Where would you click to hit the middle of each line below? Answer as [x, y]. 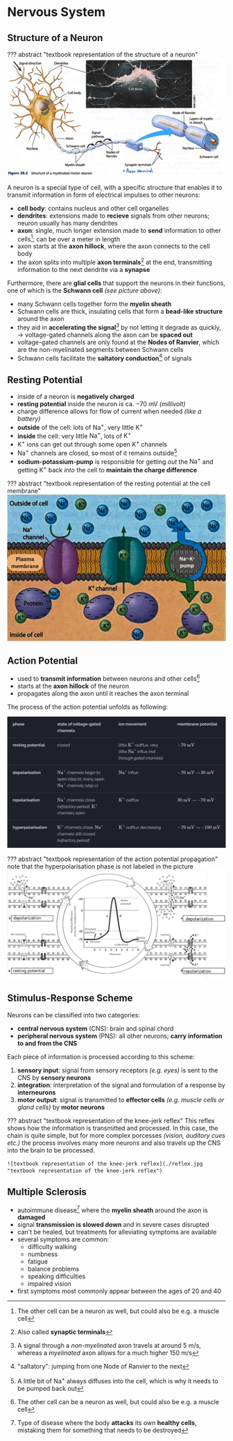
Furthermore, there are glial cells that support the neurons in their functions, [116, 283]
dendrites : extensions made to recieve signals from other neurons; [113, 216]
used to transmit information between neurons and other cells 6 [109, 678]
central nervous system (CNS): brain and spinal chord [95, 1028]
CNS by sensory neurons [54, 1077]
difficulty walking [52, 1247]
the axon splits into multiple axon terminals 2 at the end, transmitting [115, 261]
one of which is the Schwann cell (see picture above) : [85, 290]
